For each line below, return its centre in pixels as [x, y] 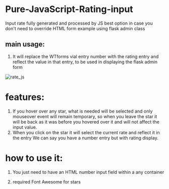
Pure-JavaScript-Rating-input [69, 9]
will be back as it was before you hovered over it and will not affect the [86, 122]
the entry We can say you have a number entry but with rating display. [86, 138]
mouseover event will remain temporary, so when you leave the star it [85, 116]
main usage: [25, 44]
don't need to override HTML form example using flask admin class [75, 28]
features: [25, 97]
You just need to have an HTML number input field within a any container [88, 172]
